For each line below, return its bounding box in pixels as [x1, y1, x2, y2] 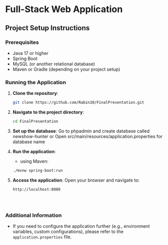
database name [12, 139, 46, 145]
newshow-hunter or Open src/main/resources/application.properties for [12, 133, 163, 139]
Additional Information [5, 212, 62, 219]
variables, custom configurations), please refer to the [12, 228, 124, 235]
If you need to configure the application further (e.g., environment [12, 223, 150, 229]
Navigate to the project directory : [12, 109, 85, 115]
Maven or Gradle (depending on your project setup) [12, 66, 120, 72]
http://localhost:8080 [12, 187, 61, 192]
